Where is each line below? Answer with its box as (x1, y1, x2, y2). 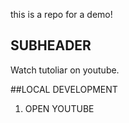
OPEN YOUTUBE (24, 102, 95, 114)
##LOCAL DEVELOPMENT (10, 83, 118, 95)
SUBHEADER (10, 37, 92, 54)
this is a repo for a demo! (10, 9, 113, 20)
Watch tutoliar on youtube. (10, 64, 120, 76)
